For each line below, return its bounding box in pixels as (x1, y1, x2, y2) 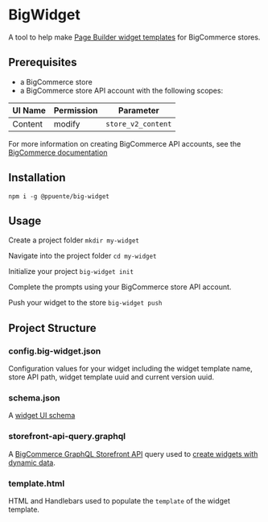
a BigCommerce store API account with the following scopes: (19, 85, 224, 95)
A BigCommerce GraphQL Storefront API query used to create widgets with (8, 449, 258, 458)
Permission (53, 105, 98, 116)
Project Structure (8, 321, 97, 335)
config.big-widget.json (8, 345, 101, 356)
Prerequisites (8, 56, 77, 69)
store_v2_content (105, 119, 172, 128)
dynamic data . (8, 458, 56, 467)
